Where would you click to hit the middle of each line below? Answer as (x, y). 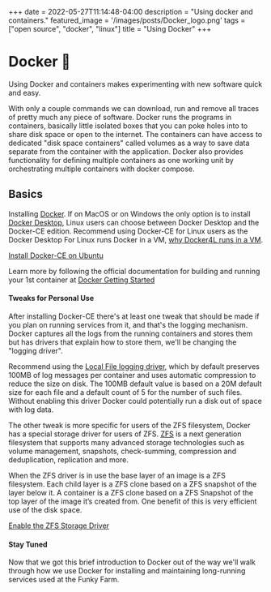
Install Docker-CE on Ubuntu (56, 255)
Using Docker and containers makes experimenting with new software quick (135, 84)
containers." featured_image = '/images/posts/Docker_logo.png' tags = (127, 20)
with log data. (31, 410)
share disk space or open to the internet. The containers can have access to (135, 134)
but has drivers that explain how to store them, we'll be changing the (123, 342)
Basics (25, 194)
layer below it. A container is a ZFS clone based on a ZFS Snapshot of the (131, 492)
